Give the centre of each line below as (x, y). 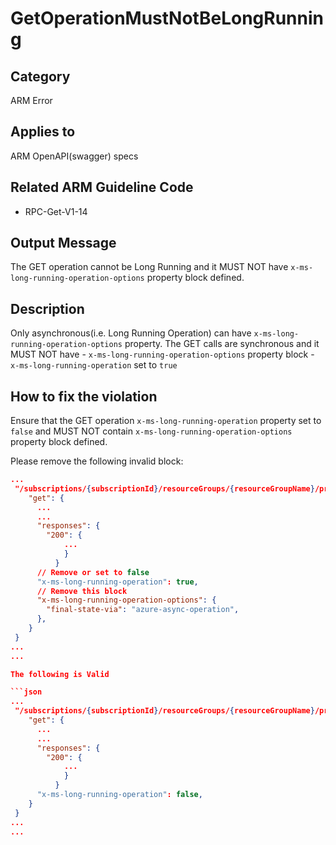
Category (40, 76)
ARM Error (31, 100)
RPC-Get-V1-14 (56, 211)
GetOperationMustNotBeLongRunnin (167, 18)
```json (26, 692)
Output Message (63, 243)
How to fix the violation (84, 396)
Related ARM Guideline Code (102, 187)
